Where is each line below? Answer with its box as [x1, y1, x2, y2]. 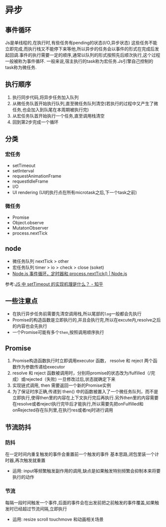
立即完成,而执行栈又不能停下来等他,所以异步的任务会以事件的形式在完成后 [5, 46, 155, 52]
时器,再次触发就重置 [5, 457, 46, 463]
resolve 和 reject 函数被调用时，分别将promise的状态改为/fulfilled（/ [12, 370, 151, 376]
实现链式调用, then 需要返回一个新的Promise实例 [12, 382, 111, 388]
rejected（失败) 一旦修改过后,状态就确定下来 [25, 376, 116, 382]
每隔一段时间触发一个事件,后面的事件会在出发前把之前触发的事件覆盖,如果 [5, 500, 155, 506]
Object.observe [12, 219, 44, 225]
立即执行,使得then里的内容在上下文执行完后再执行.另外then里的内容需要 [12, 395, 159, 401]
